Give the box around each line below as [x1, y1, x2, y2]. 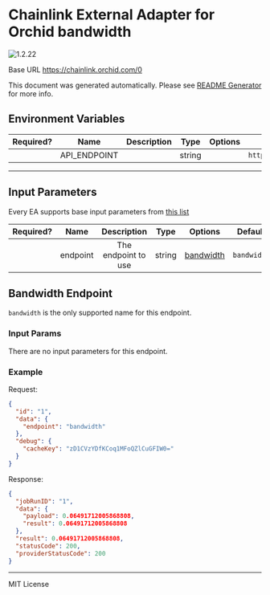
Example [8, 366, 43, 377]
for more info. [8, 88, 54, 98]
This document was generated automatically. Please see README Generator [8, 80, 262, 90]
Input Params [8, 328, 62, 339]
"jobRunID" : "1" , [15, 497, 74, 505]
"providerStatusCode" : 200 [15, 549, 106, 557]
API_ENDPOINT [59, 149, 119, 161]
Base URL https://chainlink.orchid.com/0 [8, 64, 143, 74]
